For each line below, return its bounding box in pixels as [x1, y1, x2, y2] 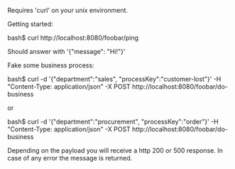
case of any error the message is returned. [7, 154, 133, 162]
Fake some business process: [7, 61, 94, 70]
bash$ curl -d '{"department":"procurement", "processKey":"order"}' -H [7, 117, 219, 126]
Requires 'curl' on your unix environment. [7, 6, 129, 14]
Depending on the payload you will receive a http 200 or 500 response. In [7, 146, 224, 155]
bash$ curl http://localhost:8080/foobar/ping [7, 33, 139, 42]
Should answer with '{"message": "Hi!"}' [7, 48, 126, 55]
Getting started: [7, 20, 53, 28]
